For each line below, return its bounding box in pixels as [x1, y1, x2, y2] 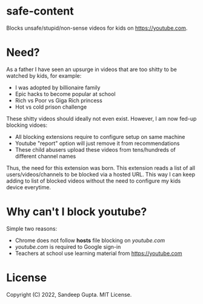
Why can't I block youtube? [6, 205, 147, 219]
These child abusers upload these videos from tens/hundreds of [15, 146, 176, 153]
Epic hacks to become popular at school [15, 90, 116, 98]
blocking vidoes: [6, 121, 48, 129]
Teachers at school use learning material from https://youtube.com [15, 249, 182, 257]
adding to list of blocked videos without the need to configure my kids [6, 177, 181, 184]
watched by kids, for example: [6, 72, 82, 79]
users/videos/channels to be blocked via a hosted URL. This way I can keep [6, 171, 196, 178]
